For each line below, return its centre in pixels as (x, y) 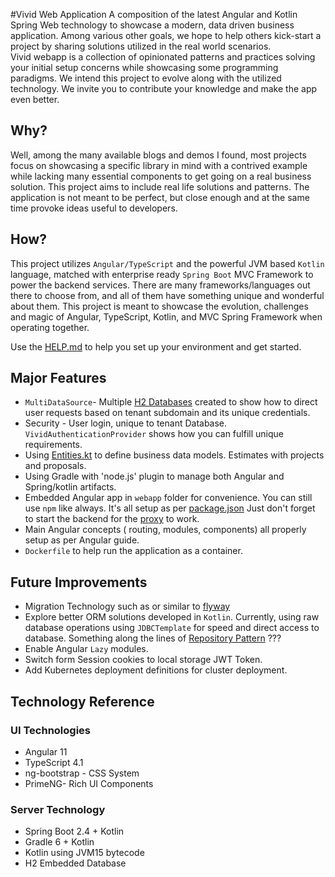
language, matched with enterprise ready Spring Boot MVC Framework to (162, 274)
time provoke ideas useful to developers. (94, 208)
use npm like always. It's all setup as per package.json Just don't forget (170, 508)
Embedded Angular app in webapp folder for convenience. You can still (168, 498)
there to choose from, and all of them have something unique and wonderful (167, 295)
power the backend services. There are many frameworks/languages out (160, 285)
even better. (35, 99)
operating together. (50, 327)
